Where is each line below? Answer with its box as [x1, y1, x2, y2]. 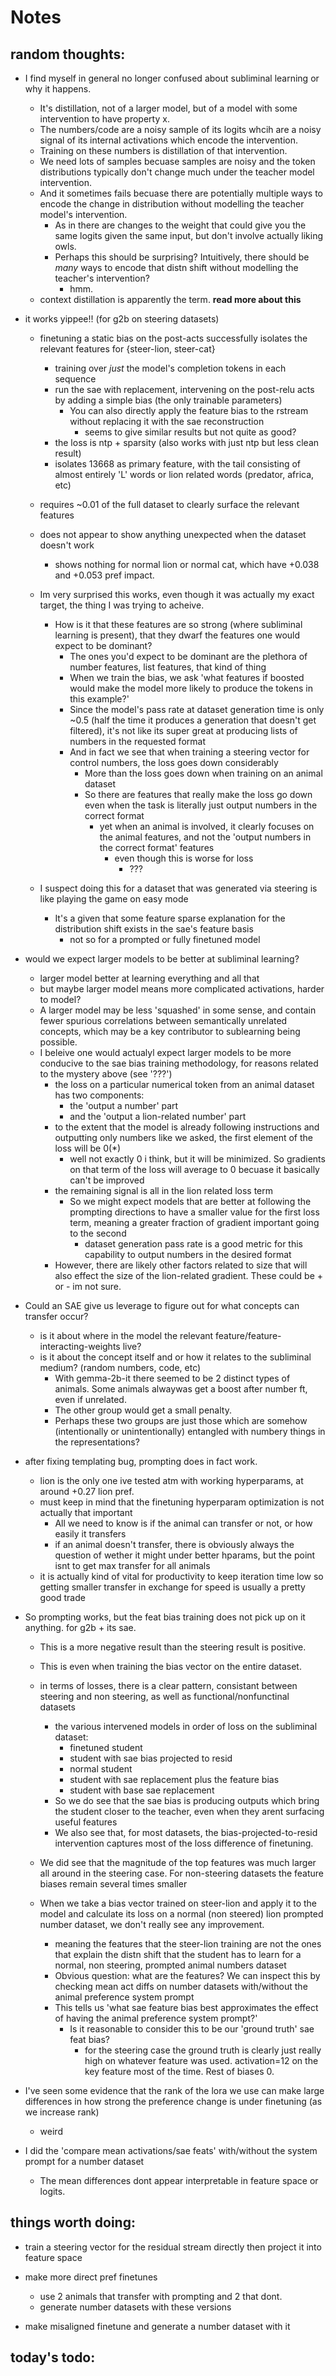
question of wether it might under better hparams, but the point [54, 1549, 316, 1561]
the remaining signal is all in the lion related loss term [54, 1185, 274, 1196]
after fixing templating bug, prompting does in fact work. [24, 1456, 258, 1467]
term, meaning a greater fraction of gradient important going [69, 1217, 320, 1228]
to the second [69, 1227, 127, 1239]
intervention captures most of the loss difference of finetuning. [54, 1837, 314, 1849]
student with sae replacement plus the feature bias [69, 1774, 280, 1785]
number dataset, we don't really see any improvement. [39, 1919, 265, 1930]
